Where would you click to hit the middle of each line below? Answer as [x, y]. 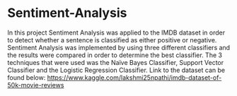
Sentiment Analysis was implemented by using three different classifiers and [119, 47]
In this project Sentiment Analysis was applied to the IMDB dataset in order [116, 32]
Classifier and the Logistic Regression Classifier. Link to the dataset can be [116, 70]
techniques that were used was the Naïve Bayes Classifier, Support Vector [116, 62]
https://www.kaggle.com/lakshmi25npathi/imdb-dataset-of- [134, 77]
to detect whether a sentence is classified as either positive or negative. [112, 40]
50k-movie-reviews [36, 85]
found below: [27, 77]
